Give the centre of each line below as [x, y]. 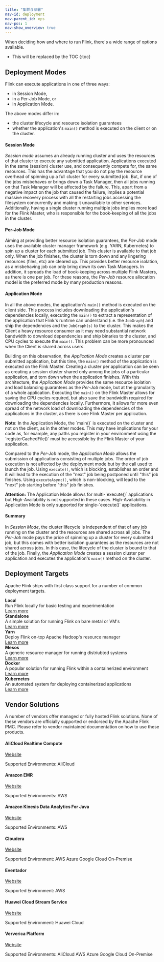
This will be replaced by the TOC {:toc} [51, 57]
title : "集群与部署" [24, 10]
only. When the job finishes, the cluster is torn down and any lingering [75, 256]
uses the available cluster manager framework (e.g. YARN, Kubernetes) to [80, 246]
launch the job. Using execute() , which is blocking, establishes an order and [82, 469]
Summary [15, 516]
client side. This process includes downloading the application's [70, 310]
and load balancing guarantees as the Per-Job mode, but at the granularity [80, 387]
